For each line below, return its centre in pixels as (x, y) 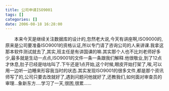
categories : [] (21, 19)
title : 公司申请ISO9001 (29, 10)
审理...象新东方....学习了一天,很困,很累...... (48, 83)
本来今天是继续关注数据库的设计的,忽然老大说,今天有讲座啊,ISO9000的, (89, 39)
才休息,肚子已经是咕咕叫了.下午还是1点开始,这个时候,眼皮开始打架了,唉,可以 (83, 64)
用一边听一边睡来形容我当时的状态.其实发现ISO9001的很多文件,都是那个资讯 (84, 71)
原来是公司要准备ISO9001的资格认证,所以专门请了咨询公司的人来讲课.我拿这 (84, 45)
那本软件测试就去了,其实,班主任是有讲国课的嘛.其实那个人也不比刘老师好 (81, 52)
